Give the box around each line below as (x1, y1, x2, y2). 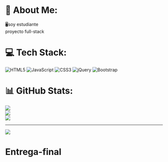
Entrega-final (5, 147, 61, 158)
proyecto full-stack (5, 28, 44, 34)
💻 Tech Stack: (5, 47, 67, 58)
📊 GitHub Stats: (5, 85, 73, 97)
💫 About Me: (5, 4, 58, 16)
